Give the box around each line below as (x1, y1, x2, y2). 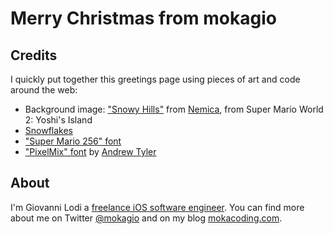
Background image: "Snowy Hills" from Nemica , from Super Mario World (24, 103, 324, 115)
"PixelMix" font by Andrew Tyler (24, 146, 157, 157)
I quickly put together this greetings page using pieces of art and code (10, 73, 301, 85)
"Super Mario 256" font (24, 135, 122, 147)
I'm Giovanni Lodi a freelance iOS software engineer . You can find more (10, 201, 305, 213)
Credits (10, 47, 58, 64)
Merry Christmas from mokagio (10, 7, 277, 30)
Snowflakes (24, 125, 74, 136)
